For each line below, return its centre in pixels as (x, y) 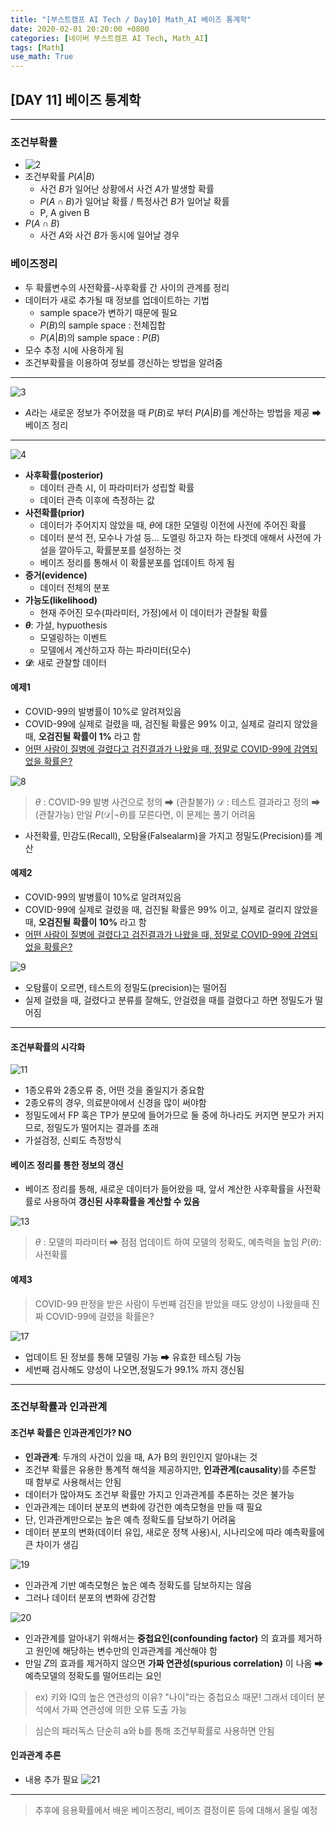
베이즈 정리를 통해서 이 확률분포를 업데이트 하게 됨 (137, 562)
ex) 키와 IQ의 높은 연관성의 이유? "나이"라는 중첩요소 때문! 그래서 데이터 (174, 1697)
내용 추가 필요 (51, 1779)
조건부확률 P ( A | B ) (59, 177)
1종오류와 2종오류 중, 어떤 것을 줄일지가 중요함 (114, 1090)
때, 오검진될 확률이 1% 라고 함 (83, 736)
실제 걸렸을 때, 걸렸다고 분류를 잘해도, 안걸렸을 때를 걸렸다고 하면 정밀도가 (168, 1000)
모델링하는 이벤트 (73, 637)
